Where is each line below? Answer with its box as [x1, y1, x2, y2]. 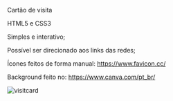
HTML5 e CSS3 [7, 19, 52, 27]
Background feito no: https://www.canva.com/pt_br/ [7, 73, 156, 81]
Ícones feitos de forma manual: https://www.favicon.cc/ [7, 59, 166, 68]
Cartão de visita [7, 6, 53, 14]
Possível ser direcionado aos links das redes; [7, 46, 136, 54]
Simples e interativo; [7, 33, 66, 41]
